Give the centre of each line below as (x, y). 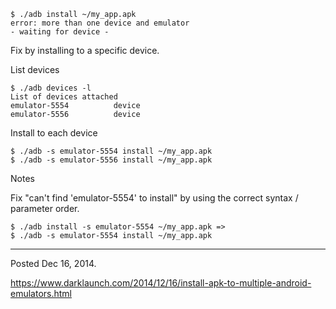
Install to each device (54, 133)
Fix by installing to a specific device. (85, 50)
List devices (35, 69)
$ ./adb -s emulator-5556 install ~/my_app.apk (111, 160)
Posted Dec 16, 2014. (53, 263)
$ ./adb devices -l (51, 88)
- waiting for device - (60, 32)
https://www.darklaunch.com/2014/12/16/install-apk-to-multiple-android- (161, 283)
